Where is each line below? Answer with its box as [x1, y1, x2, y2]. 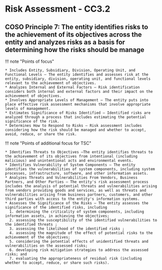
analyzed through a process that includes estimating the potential [5, 115, 146, 120]
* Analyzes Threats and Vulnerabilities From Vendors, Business [5, 175, 138, 180]
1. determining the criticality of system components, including [9, 209, 145, 214]
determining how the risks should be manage [5, 45, 145, 54]
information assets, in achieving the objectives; [5, 214, 110, 218]
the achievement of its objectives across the [5, 30, 142, 38]
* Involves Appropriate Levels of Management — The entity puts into [5, 98, 149, 103]
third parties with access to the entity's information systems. [5, 197, 140, 201]
